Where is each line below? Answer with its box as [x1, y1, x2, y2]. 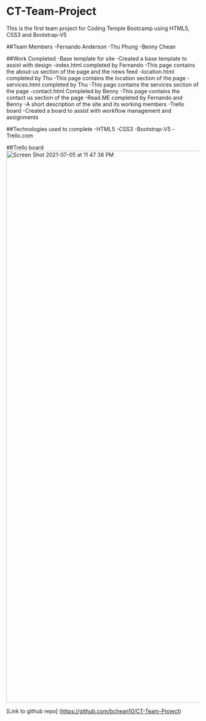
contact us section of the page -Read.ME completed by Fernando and [6, 94, 183, 101]
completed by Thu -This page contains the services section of [42, 81, 199, 88]
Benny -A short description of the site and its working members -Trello [6, 100, 185, 108]
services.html [6, 81, 41, 88]
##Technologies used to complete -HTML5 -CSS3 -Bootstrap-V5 [6, 125, 171, 132]
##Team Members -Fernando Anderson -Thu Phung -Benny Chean [6, 43, 176, 50]
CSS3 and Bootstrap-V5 [6, 31, 67, 38]
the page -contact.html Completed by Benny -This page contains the [6, 87, 180, 94]
